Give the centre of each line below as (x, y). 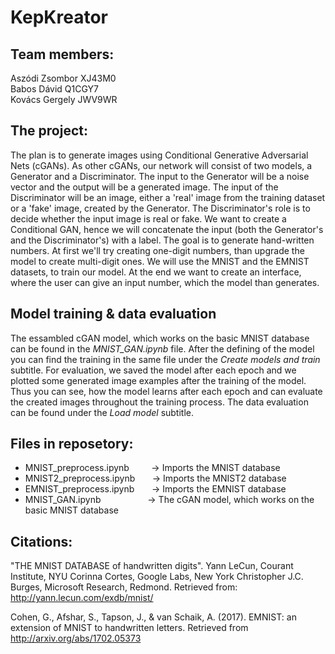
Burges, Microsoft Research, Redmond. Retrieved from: (124, 587)
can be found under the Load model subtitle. (102, 412)
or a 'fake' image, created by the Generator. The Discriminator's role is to (160, 208)
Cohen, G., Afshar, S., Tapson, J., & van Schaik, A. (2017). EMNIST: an (153, 617)
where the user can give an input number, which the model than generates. (165, 282)
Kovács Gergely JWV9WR (64, 99)
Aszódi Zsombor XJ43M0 (63, 78)
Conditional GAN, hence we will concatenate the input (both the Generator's (167, 229)
